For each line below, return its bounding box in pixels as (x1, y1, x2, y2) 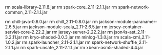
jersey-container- (108, 24, 144, 30)
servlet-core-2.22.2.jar (5, 29, 51, 35)
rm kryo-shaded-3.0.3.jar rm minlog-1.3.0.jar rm (23, 34, 120, 40)
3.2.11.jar (5, 34, 22, 40)
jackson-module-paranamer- (99, 19, 157, 24)
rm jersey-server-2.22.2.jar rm (52, 29, 113, 35)
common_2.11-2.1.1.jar (5, 9, 48, 15)
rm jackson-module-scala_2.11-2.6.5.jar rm (22, 24, 108, 30)
